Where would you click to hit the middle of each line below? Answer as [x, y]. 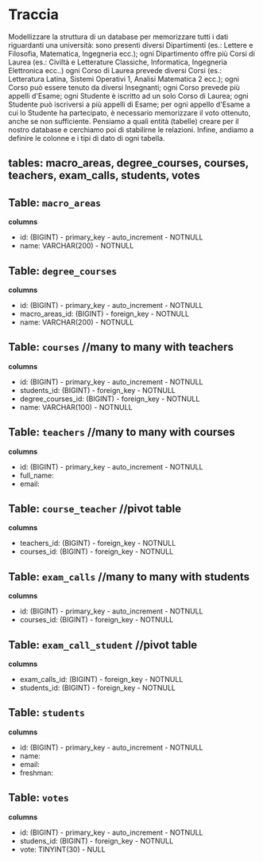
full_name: [37, 475]
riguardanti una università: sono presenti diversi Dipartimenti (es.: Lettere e [131, 45]
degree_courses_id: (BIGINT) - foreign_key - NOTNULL [110, 399]
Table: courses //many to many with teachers [121, 347]
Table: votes [39, 798]
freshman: [37, 773]
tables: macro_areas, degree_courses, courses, [128, 164]
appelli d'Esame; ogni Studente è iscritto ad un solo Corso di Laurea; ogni [128, 95]
